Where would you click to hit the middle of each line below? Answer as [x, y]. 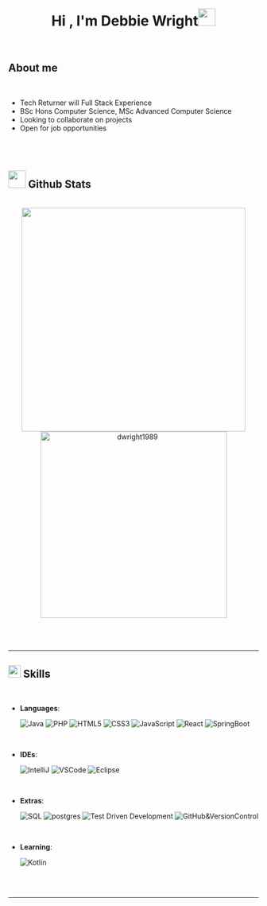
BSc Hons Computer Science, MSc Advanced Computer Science [126, 111]
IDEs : [29, 755]
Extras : [32, 801]
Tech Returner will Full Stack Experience [86, 103]
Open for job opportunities [63, 128]
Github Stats [59, 184]
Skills [37, 673]
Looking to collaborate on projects [76, 119]
